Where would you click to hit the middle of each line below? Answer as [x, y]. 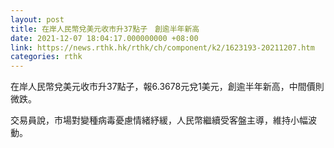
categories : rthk [46, 57]
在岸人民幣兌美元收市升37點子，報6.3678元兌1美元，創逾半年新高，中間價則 [167, 87]
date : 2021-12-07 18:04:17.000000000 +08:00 [104, 38]
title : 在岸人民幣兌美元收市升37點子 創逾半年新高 [105, 29]
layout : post [37, 19]
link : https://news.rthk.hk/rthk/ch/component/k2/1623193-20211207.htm [162, 47]
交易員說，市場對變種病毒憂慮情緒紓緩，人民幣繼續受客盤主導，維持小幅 [159, 120]
